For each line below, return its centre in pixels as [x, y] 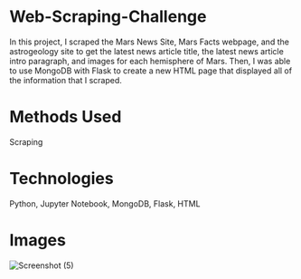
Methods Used [66, 117]
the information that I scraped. [66, 80]
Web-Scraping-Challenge [108, 17]
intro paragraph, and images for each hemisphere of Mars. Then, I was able [150, 61]
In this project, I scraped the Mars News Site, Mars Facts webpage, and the [149, 42]
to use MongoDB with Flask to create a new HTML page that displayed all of [150, 71]
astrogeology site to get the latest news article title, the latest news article [147, 51]
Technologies [62, 179]
